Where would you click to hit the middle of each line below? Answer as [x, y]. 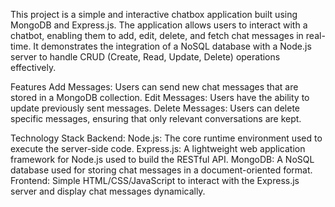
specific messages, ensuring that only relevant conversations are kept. [156, 118]
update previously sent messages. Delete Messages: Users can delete [155, 108]
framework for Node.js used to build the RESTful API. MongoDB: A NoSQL [162, 159]
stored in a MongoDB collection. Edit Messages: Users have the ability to [160, 97]
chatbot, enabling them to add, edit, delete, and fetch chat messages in [157, 35]
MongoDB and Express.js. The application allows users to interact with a [159, 25]
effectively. [33, 67]
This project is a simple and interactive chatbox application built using [154, 14]
